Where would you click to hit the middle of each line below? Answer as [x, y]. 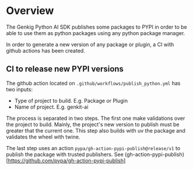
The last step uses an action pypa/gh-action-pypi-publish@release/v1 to [93, 148]
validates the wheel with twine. [43, 137]
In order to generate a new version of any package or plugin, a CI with [90, 44]
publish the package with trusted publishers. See [65, 154]
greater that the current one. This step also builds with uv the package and [96, 130]
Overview [30, 11]
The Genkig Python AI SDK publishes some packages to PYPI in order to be [97, 27]
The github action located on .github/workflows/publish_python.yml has [93, 83]
